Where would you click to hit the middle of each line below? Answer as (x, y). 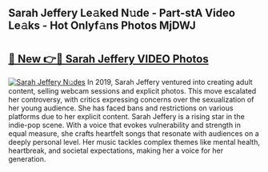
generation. (27, 159)
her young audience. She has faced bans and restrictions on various (121, 108)
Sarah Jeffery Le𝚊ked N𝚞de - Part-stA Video (122, 13)
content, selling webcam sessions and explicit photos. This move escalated (132, 91)
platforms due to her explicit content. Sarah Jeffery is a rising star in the (127, 116)
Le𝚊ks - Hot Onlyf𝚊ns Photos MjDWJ (102, 26)
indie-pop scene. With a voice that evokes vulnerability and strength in (125, 125)
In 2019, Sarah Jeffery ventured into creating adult (170, 82)
